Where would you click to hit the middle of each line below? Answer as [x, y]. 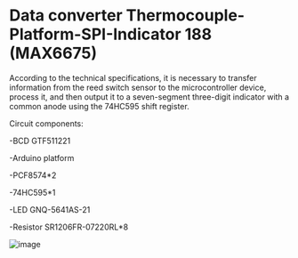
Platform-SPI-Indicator [95, 34]
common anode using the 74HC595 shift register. [99, 106]
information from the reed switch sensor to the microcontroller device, [138, 87]
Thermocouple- [185, 16]
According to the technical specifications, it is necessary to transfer [133, 77]
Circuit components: [47, 123]
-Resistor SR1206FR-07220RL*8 [69, 227]
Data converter [66, 16]
